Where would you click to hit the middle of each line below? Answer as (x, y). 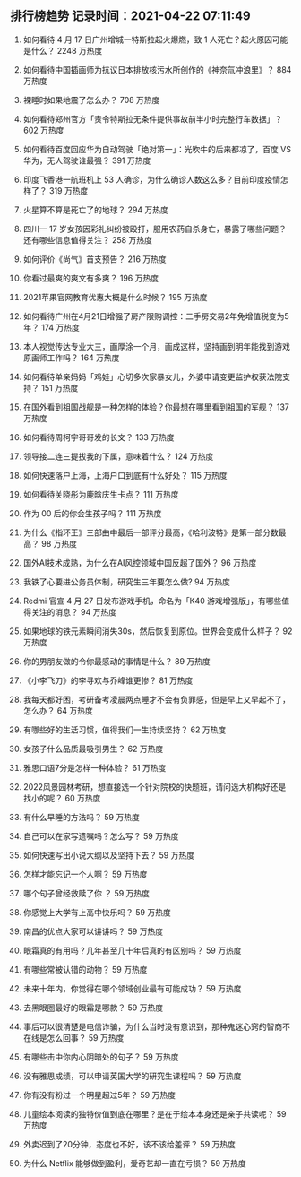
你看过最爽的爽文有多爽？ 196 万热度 (91, 278)
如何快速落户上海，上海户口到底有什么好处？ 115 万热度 (125, 475)
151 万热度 (60, 387)
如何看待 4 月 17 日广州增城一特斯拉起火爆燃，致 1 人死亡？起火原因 (147, 39)
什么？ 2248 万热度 (67, 50)
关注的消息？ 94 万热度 (74, 611)
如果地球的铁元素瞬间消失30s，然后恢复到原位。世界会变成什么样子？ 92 (158, 631)
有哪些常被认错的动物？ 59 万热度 (85, 969)
